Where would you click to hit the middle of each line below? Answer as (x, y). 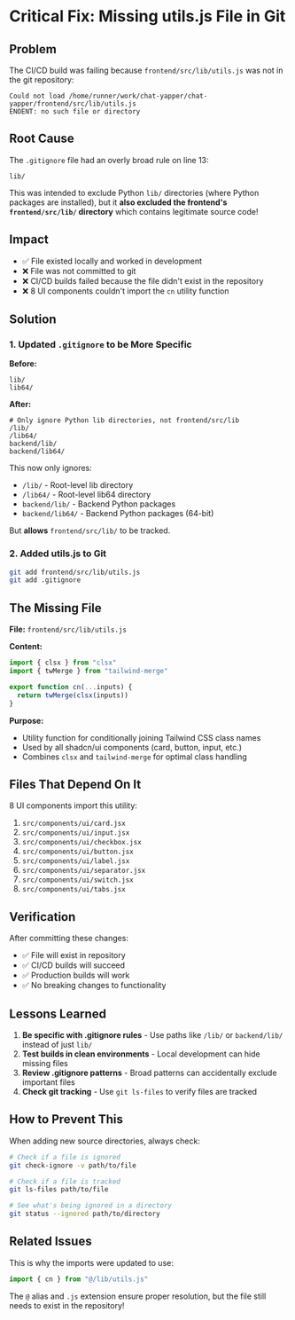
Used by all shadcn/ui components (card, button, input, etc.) (132, 747)
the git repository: (42, 80)
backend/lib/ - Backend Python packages (99, 504)
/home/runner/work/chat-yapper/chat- (138, 96)
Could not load (37, 96)
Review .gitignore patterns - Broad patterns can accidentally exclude (149, 1072)
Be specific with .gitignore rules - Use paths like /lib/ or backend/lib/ (152, 1034)
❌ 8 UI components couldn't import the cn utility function (125, 291)
